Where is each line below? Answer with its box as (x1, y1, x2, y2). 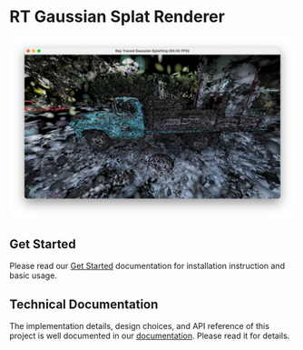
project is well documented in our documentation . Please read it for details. (9, 330, 290, 341)
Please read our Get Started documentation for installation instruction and (9, 261, 286, 272)
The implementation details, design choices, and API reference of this (9, 320, 270, 331)
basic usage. (9, 270, 57, 281)
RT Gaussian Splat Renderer (9, 6, 225, 27)
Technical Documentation (9, 296, 159, 312)
